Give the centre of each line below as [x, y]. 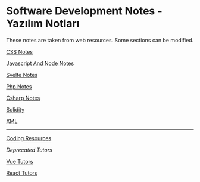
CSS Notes [20, 51]
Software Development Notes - [84, 11]
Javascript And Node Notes [40, 63]
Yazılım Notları [43, 24]
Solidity [15, 109]
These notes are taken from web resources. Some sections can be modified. [100, 40]
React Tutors [22, 173]
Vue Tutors [20, 161]
